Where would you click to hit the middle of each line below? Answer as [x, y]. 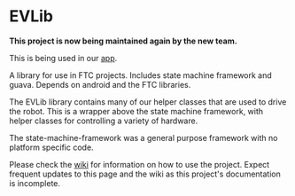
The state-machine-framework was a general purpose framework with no [144, 137]
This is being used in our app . [63, 58]
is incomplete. [35, 183]
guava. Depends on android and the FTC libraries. [100, 84]
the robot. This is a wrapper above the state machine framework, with [136, 111]
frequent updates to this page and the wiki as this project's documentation [145, 174]
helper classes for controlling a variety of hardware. [104, 121]
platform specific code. [52, 147]
